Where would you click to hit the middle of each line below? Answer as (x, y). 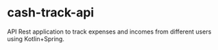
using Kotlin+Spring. (36, 38)
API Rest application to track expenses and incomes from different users (109, 32)
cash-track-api (51, 13)
